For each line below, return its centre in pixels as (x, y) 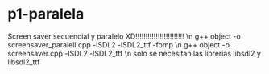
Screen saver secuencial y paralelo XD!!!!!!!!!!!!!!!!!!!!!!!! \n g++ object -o (124, 36)
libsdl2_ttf (24, 62)
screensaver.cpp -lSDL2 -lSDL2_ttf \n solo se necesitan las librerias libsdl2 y (134, 53)
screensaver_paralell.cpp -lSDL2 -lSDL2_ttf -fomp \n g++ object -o (119, 44)
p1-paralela (46, 14)
